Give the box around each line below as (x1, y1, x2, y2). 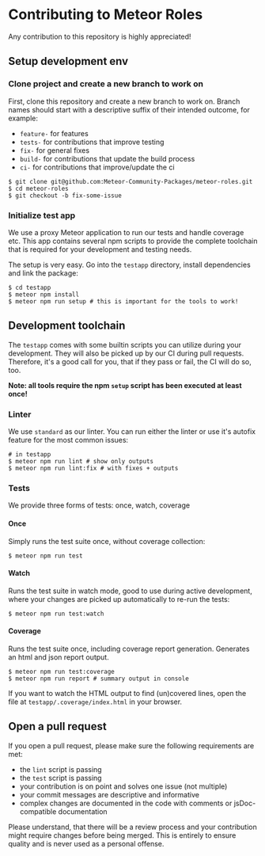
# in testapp (8, 451, 51, 458)
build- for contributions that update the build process (19, 154, 195, 163)
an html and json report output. (8, 652, 109, 662)
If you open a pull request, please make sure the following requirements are (8, 740, 255, 750)
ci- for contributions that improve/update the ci (19, 162, 176, 172)
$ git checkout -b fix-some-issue (8, 192, 123, 200)
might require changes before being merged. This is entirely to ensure (8, 830, 237, 840)
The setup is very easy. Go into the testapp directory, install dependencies (8, 260, 251, 269)
